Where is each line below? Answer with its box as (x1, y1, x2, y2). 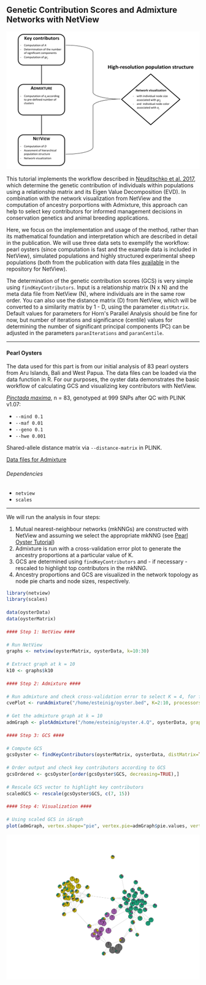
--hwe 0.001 (15, 433, 46, 439)
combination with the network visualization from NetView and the (6, 195, 172, 202)
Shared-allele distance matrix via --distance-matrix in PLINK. (6, 444, 162, 452)
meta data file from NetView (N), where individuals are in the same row (6, 290, 186, 298)
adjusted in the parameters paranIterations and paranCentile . (6, 330, 164, 337)
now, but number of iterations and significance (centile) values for (6, 316, 173, 324)
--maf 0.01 (15, 420, 44, 427)
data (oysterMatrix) (6, 616, 56, 622)
